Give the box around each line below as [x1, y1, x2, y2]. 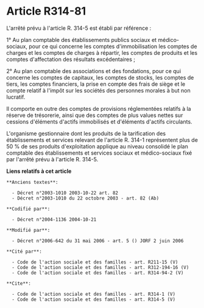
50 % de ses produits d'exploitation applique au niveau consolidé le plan [6, 142, 189, 150]
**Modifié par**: [6, 227, 51, 233]
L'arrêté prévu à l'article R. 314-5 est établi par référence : [6, 24, 152, 32]
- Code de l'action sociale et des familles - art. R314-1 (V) [12, 291, 175, 297]
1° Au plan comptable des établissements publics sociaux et [6, 36, 157, 43]
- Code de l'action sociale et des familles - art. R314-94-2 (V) [12, 270, 184, 276]
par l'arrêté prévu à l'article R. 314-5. [6, 155, 99, 163]
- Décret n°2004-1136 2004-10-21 [12, 216, 97, 223]
